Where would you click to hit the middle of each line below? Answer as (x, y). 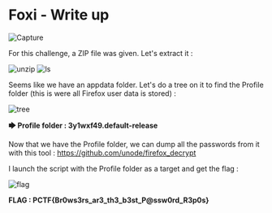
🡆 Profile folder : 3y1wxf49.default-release (83, 125)
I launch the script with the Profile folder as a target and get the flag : (124, 168)
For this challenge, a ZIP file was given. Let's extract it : (101, 53)
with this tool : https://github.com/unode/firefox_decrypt (102, 153)
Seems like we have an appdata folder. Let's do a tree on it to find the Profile (136, 85)
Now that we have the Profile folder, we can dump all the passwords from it (134, 144)
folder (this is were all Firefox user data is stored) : (92, 93)
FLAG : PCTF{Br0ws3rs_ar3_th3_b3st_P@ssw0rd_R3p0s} (109, 200)
